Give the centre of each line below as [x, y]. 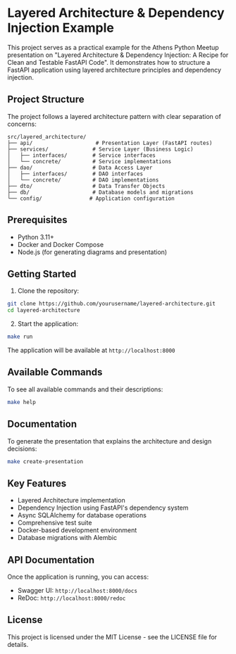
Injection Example [61, 28]
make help [22, 402]
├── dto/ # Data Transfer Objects [86, 186]
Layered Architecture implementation [71, 501]
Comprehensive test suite [55, 523]
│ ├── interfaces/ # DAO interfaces [75, 174]
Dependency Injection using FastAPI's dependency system [103, 508]
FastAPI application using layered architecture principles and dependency [114, 70]
